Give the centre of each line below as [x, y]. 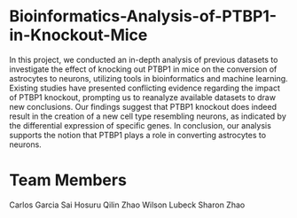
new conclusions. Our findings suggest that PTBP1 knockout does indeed [143, 106]
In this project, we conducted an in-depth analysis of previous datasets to [144, 59]
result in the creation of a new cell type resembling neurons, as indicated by [148, 116]
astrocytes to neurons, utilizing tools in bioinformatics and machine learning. [148, 78]
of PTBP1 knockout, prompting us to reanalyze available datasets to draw [143, 97]
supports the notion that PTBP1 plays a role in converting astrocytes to [138, 135]
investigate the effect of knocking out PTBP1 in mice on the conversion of [143, 69]
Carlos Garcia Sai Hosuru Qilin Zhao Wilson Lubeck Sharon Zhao [127, 205]
